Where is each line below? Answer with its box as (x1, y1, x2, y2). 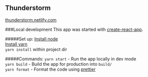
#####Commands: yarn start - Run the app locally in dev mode (5, 56, 137, 62)
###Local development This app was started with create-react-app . (5, 26, 144, 32)
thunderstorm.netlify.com (5, 17, 57, 23)
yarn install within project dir (5, 46, 68, 52)
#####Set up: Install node (5, 36, 58, 42)
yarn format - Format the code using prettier (5, 66, 96, 72)
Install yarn (5, 41, 28, 47)
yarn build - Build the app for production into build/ (5, 61, 112, 67)
